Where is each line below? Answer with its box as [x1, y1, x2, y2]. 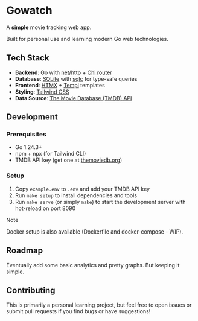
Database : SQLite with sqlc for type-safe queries [14, 75, 138, 82]
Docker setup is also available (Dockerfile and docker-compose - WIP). [6, 227, 183, 235]
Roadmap [6, 246, 43, 256]
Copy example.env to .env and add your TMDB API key [14, 185, 150, 192]
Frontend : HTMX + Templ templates [14, 81, 106, 89]
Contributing [6, 285, 56, 296]
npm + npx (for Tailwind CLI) [14, 150, 86, 157]
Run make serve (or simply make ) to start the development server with [14, 198, 186, 205]
